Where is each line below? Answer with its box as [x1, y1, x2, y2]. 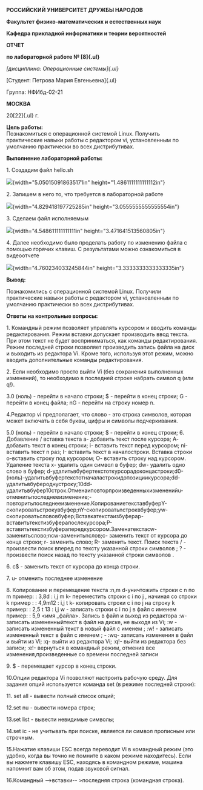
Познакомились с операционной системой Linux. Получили [6, 288, 162, 295]
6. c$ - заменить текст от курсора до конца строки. [6, 563, 141, 570]
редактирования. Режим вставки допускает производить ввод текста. [6, 331, 189, 338]
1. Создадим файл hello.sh [6, 166, 74, 173]
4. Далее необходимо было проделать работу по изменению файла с [6, 239, 188, 246]
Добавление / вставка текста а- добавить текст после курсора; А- [6, 435, 179, 443]
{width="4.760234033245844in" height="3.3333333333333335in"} [12, 265, 185, 271]
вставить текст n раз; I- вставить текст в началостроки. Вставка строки [6, 449, 193, 455]
